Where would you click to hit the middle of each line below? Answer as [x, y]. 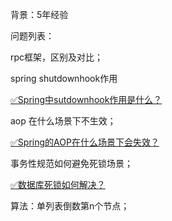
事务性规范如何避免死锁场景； [71, 163]
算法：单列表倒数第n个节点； [70, 206]
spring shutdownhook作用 [64, 78]
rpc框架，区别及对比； [57, 57]
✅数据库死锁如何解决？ [58, 184]
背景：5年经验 [39, 14]
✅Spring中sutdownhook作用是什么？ [86, 99]
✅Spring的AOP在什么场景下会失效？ [85, 142]
